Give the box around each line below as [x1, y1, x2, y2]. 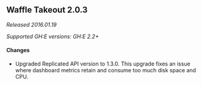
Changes [6, 47, 30, 54]
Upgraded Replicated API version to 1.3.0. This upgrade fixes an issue [15, 60, 190, 67]
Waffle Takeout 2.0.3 [6, 5, 88, 15]
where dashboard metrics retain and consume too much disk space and [15, 67, 197, 74]
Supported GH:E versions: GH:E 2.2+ [6, 33, 99, 40]
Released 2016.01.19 [6, 21, 57, 28]
